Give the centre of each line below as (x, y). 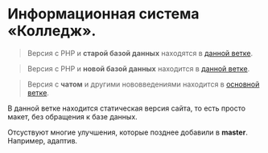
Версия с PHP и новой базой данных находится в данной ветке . (138, 68)
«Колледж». (52, 31)
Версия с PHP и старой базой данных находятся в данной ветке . (140, 53)
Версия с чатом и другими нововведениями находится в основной (143, 84)
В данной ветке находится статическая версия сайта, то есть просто (127, 108)
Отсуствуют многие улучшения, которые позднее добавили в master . (128, 132)
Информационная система (103, 14)
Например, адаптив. (43, 140)
